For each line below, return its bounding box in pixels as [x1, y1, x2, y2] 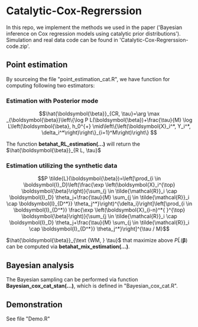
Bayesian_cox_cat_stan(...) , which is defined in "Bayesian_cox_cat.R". [6, 283, 178, 290]
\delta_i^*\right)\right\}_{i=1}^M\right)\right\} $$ [41, 129, 158, 136]
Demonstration [6, 299, 63, 309]
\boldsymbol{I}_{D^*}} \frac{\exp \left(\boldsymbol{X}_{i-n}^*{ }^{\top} [13, 206, 186, 214]
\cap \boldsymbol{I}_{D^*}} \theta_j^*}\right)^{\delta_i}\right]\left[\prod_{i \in [6, 200, 193, 207]
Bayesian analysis [6, 260, 74, 270]
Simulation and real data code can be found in [6, 36, 118, 43]
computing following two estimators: [6, 82, 95, 89]
